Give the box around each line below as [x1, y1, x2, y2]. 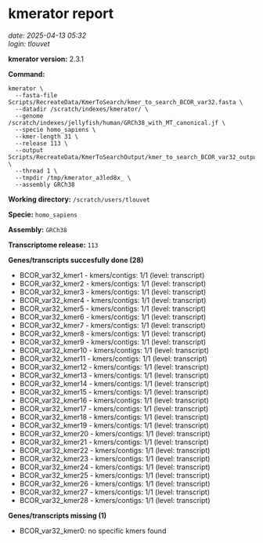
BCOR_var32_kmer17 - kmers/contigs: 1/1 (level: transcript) [19, 403, 209, 413]
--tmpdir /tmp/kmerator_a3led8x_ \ [15, 173, 131, 181]
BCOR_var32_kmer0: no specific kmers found [19, 526, 167, 535]
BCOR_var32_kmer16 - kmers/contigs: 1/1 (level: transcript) [19, 395, 209, 405]
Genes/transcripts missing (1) [8, 511, 107, 520]
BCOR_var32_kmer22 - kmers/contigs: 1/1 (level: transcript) [19, 445, 211, 455]
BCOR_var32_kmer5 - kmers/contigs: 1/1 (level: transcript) [19, 304, 206, 313]
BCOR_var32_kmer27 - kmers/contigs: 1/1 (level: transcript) [19, 487, 211, 497]
